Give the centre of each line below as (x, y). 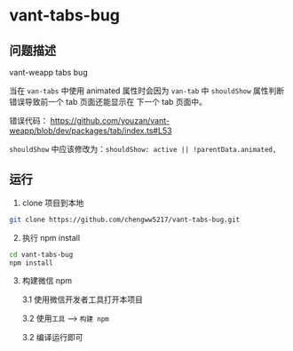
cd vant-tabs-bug (41, 254)
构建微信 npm (47, 281)
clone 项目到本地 (53, 203)
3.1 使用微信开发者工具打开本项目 (83, 299)
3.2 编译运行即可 (52, 338)
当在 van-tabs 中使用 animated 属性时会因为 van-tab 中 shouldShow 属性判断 (147, 91)
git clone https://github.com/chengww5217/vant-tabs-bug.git (125, 219)
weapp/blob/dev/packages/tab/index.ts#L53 (91, 131)
